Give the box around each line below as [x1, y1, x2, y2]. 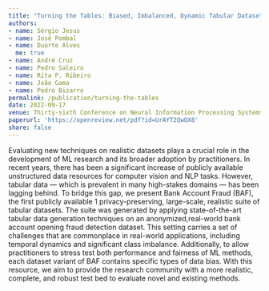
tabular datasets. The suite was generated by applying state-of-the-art [8, 205, 242, 215]
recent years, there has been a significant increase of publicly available [8, 162, 243, 172]
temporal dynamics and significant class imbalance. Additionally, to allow [8, 239, 250, 249]
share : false [8, 123, 52, 131]
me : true [15, 49, 45, 57]
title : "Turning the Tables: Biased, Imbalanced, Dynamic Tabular [8, 11, 235, 20]
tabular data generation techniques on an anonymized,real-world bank [8, 213, 242, 223]
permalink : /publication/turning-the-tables [8, 94, 159, 102]
